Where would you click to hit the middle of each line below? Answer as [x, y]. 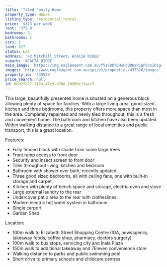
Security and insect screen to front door [53, 160]
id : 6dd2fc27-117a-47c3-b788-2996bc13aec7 [50, 84]
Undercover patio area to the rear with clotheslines [64, 197]
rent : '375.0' [20, 28]
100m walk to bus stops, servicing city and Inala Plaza [68, 243]
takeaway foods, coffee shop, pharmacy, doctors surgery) [72, 238]
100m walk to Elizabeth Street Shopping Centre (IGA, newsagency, [81, 232]
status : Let [17, 51]
